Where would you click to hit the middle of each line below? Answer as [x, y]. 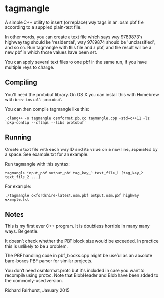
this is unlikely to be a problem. [36, 246]
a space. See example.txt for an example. [47, 154]
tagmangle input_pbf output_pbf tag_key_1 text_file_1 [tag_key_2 [74, 173]
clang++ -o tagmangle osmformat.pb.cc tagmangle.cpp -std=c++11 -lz [79, 118]
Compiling [21, 83]
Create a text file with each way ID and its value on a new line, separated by [82, 149]
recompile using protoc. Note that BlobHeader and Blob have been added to [82, 275]
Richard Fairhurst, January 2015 [37, 290]
